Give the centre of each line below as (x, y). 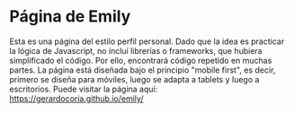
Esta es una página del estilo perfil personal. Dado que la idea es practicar (147, 41)
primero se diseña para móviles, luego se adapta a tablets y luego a (134, 79)
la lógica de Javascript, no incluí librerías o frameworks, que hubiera (136, 50)
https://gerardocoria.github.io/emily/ (76, 98)
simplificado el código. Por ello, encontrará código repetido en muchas (141, 60)
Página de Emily (70, 17)
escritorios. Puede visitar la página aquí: (84, 89)
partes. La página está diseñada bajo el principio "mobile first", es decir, (143, 70)
